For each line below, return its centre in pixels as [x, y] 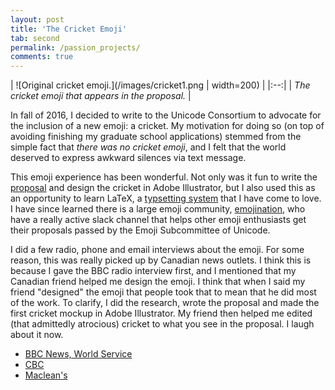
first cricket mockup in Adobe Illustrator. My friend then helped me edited [161, 313]
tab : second [35, 38]
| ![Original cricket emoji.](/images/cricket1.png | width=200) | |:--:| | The [160, 85]
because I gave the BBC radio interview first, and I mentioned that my [153, 271]
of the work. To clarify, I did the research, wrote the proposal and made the [165, 303]
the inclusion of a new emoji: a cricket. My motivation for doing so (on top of [167, 126]
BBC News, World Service [78, 354]
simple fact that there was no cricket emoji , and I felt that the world [148, 147]
